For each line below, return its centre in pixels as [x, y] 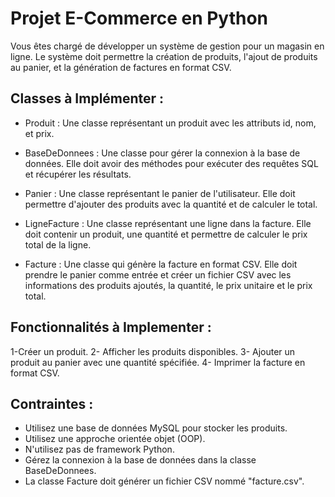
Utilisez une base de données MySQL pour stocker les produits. [156, 428]
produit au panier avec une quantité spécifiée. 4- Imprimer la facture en [158, 362]
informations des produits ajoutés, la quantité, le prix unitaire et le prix [168, 285]
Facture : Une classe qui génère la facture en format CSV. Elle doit [161, 264]
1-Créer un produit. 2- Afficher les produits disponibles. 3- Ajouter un [153, 351]
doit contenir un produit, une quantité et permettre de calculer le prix [166, 234]
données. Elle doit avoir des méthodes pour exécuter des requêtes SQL [171, 163]
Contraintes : [52, 403]
